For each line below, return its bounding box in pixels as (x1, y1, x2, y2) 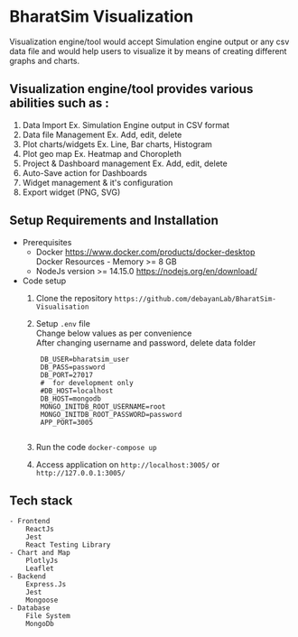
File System (25, 612, 70, 621)
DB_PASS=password (40, 363, 106, 372)
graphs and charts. (9, 55, 80, 66)
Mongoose (25, 595, 59, 605)
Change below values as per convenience (35, 328, 192, 338)
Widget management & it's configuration (22, 177, 173, 188)
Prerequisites (22, 236, 72, 247)
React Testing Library (25, 540, 111, 549)
